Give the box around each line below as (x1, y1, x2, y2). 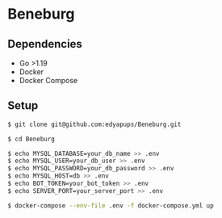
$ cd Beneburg (7, 135, 56, 143)
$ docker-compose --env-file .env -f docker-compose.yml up (7, 201, 215, 210)
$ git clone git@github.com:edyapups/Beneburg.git (7, 120, 182, 128)
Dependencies (7, 37, 82, 51)
